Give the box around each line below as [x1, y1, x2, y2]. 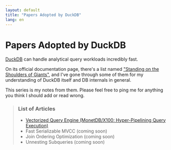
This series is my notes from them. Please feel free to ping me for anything [5, 87, 163, 93]
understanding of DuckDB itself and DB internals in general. [5, 77, 131, 83]
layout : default [5, 7, 40, 13]
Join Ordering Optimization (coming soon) [25, 133, 115, 139]
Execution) [25, 122, 49, 128]
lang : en [5, 17, 24, 22]
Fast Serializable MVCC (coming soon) [25, 128, 108, 134]
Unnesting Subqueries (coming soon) [25, 139, 105, 145]
